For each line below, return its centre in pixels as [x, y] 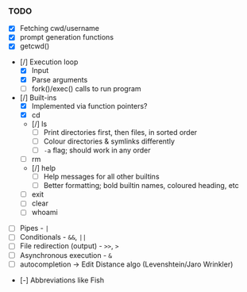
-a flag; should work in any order [97, 150]
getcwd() [35, 46]
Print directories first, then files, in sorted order [120, 132]
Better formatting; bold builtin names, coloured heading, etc [141, 186]
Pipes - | [34, 229]
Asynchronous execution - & [66, 255]
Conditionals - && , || [53, 237]
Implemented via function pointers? [89, 106]
